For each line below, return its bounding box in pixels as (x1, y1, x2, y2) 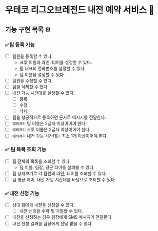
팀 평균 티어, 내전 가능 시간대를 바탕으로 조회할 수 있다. (12, 176, 116, 182)
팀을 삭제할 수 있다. (12, 84, 49, 89)
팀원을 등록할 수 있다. (12, 53, 53, 59)
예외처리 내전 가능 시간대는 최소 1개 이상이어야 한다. (12, 133, 108, 139)
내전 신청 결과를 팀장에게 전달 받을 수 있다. (12, 220, 93, 226)
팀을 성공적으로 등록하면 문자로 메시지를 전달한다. (12, 114, 106, 120)
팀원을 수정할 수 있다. (12, 78, 53, 84)
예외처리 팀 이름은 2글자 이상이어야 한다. (12, 121, 87, 126)
